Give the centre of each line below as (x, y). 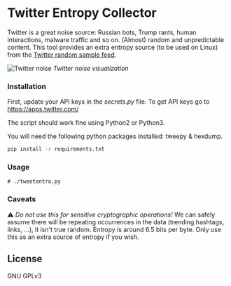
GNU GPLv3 (24, 275)
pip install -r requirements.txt (56, 149)
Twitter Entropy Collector (82, 13)
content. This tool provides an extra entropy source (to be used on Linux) (113, 47)
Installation (27, 86)
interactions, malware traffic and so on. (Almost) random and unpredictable (116, 39)
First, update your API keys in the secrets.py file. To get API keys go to (108, 102)
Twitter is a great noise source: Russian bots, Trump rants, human (102, 32)
